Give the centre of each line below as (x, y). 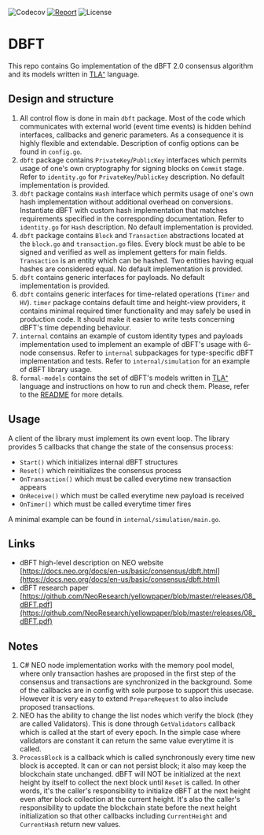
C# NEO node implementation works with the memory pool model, (126, 665)
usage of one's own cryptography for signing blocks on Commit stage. (132, 168)
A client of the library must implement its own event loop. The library (119, 438)
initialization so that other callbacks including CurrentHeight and (123, 816)
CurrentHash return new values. (70, 825)
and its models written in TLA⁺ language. (74, 74)
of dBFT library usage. (56, 369)
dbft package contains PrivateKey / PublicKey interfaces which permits (133, 160)
